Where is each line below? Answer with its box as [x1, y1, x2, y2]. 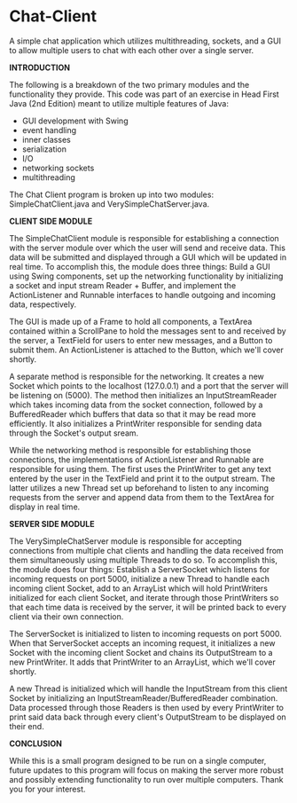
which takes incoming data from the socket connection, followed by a [9, 399, 263, 410]
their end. [9, 720, 44, 731]
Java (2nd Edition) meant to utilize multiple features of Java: [9, 98, 229, 108]
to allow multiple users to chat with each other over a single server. [9, 44, 254, 55]
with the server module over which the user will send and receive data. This [9, 242, 286, 253]
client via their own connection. [9, 610, 124, 622]
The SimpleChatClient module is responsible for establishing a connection [9, 232, 279, 243]
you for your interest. [9, 783, 86, 794]
